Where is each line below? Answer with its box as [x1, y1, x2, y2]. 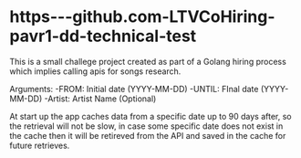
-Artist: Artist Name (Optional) [44, 93, 157, 104]
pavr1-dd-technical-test [9, 26, 197, 47]
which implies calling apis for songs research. [9, 66, 182, 77]
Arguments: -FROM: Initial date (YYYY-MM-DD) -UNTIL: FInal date [9, 83, 259, 94]
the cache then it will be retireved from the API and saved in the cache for [9, 130, 286, 141]
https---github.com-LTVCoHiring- [9, 6, 275, 27]
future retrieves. [9, 140, 70, 151]
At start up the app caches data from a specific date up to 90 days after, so [9, 111, 292, 121]
